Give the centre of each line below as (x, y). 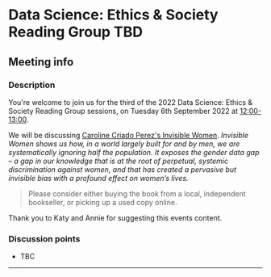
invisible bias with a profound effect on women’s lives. (98, 178)
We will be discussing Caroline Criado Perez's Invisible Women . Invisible (128, 135)
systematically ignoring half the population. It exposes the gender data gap (134, 152)
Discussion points (44, 238)
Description (32, 85)
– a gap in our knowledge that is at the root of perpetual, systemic (118, 161)
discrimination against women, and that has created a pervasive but (122, 169)
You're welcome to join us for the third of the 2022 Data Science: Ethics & (131, 102)
